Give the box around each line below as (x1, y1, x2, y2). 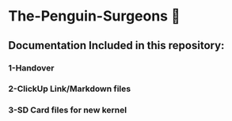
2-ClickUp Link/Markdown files (8, 83, 131, 94)
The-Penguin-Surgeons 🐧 (8, 7, 181, 25)
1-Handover (8, 62, 55, 74)
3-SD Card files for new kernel (8, 104, 127, 115)
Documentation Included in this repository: (8, 39, 225, 52)
